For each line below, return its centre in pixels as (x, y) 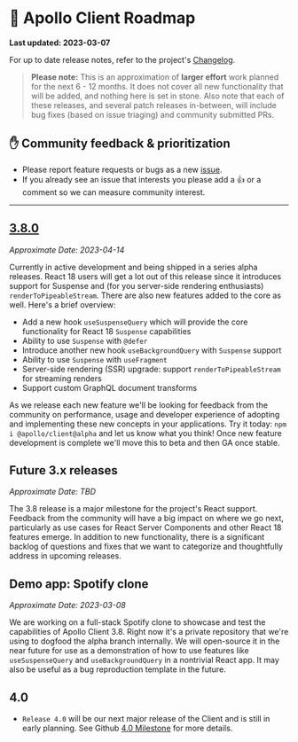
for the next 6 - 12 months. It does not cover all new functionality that (157, 86)
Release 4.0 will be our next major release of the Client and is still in (146, 719)
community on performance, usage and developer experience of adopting (145, 414)
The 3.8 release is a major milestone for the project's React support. (133, 509)
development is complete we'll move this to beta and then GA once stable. (145, 442)
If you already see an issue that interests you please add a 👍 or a (141, 179)
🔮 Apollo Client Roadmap (102, 18)
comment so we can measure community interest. (114, 192)
